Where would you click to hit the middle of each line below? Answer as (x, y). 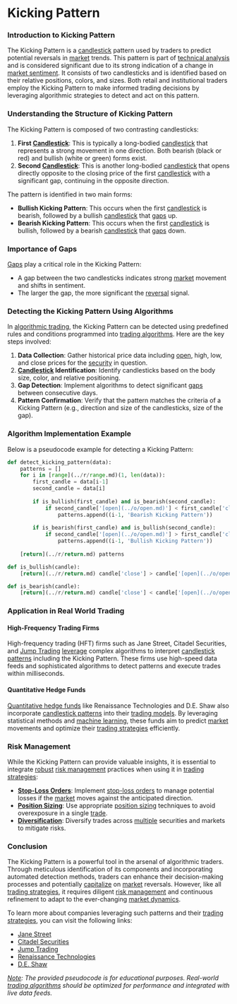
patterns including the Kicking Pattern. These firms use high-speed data (112, 658)
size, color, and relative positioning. (69, 378)
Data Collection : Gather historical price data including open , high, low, (120, 356)
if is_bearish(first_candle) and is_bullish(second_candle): (124, 528)
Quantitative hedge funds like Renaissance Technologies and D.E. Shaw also (118, 706)
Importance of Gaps (42, 249)
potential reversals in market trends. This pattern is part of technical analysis (119, 58)
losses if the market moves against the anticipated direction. (105, 798)
